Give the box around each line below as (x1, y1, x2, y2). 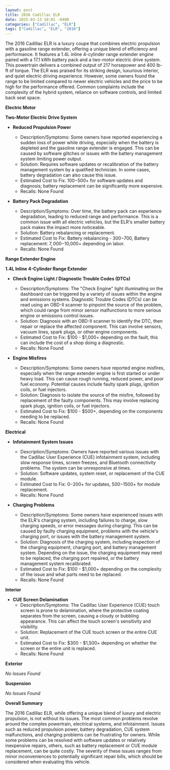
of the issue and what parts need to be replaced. (20, 572, 122, 578)
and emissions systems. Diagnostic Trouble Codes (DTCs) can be (20, 296, 157, 302)
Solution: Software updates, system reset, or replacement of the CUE (20, 470, 165, 477)
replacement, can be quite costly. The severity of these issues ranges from (5, 748, 162, 754)
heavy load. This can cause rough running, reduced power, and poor (20, 376, 164, 382)
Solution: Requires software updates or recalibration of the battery (20, 161, 159, 167)
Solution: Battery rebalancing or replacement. (20, 230, 116, 236)
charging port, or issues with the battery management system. (20, 533, 151, 540)
